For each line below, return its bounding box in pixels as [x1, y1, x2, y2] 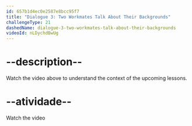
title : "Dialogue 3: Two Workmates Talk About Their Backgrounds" [6, 14, 171, 20]
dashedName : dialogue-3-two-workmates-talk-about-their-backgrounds [6, 24, 176, 31]
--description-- [6, 55, 83, 69]
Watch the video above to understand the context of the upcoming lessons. [6, 75, 188, 82]
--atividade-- [6, 95, 72, 108]
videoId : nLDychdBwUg [6, 30, 59, 36]
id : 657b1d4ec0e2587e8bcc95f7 [6, 8, 80, 15]
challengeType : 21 [6, 19, 51, 25]
